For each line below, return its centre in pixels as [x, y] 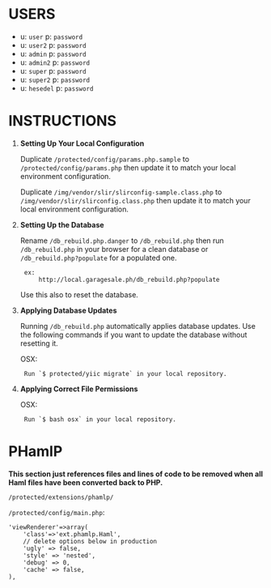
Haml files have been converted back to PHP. [86, 482]
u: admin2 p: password [55, 62]
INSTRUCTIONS [63, 121]
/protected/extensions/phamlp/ [61, 497]
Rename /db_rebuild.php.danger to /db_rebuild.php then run [122, 241]
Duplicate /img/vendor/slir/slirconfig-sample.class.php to [121, 192]
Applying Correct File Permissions [79, 389]
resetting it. [39, 343]
